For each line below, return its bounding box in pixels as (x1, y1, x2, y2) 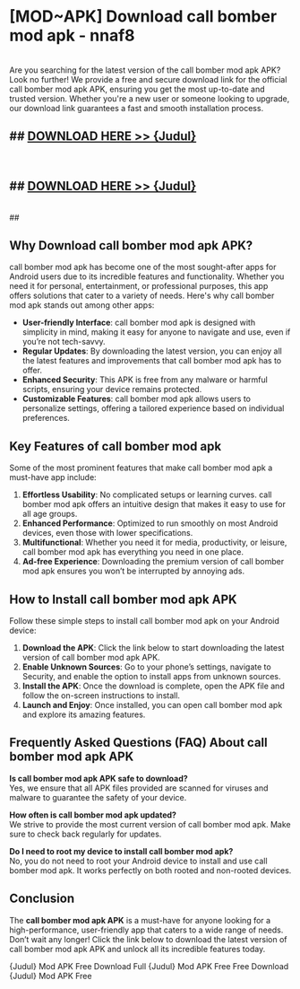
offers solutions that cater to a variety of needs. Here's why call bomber (9, 290, 275, 302)
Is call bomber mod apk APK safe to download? (9, 773, 188, 783)
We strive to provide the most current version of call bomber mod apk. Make (9, 818, 291, 829)
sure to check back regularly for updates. (9, 828, 162, 839)
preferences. (21, 413, 70, 424)
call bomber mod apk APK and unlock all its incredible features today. (9, 943, 266, 954)
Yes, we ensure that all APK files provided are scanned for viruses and (9, 783, 269, 793)
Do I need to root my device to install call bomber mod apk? (9, 845, 234, 856)
